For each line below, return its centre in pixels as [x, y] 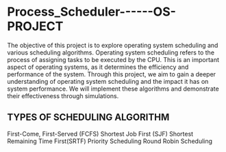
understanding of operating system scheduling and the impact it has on [108, 81]
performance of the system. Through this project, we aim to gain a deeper [112, 74]
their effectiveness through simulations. [63, 95]
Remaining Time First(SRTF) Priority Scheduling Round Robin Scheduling [110, 141]
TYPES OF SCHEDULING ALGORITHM [88, 118]
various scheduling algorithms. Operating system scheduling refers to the [111, 52]
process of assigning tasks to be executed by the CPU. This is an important [113, 59]
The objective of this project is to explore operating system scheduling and [113, 45]
